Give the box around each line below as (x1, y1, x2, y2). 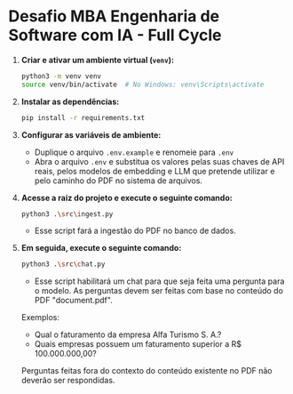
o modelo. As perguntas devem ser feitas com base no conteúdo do (34, 285, 283, 296)
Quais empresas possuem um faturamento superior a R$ (34, 339, 242, 350)
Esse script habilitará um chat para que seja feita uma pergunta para (34, 276, 285, 286)
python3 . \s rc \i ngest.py (20, 209, 114, 219)
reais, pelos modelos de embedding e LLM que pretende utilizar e (34, 165, 275, 176)
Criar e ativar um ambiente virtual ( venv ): (20, 54, 175, 65)
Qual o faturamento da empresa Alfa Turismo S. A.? (34, 329, 222, 340)
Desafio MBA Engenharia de (8, 6, 220, 27)
